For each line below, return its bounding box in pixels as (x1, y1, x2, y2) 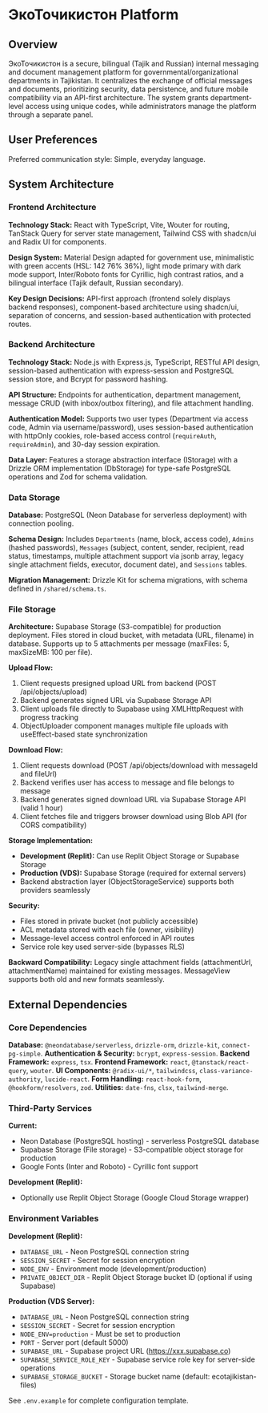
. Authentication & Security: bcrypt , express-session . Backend (40, 1048, 250, 1059)
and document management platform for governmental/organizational (8, 67, 238, 77)
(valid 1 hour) (19, 803, 63, 813)
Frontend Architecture (8, 202, 97, 213)
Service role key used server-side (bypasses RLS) (19, 942, 186, 951)
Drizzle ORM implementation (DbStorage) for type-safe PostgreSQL (8, 463, 231, 473)
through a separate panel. (8, 110, 94, 119)
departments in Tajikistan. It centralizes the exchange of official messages (8, 76, 253, 85)
